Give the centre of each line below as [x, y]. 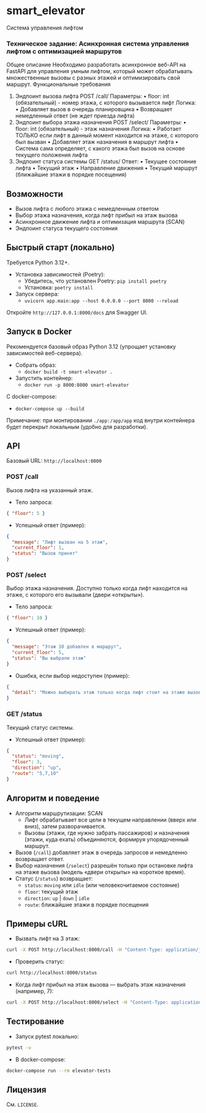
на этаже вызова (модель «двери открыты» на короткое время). [100, 872]
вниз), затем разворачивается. [65, 826]
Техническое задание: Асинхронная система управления [97, 44]
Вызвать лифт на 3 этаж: [48, 938]
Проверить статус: [40, 962]
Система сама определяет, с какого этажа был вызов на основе [100, 149]
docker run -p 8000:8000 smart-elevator [77, 385]
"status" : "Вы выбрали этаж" [49, 658]
